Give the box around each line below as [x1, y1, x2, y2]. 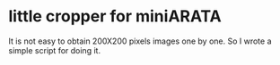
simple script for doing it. [8, 45, 101, 55]
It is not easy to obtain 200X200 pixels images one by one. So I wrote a [8, 36, 272, 46]
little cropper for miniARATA [8, 6, 222, 27]
